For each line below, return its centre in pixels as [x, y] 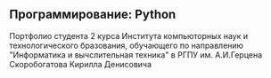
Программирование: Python [93, 15]
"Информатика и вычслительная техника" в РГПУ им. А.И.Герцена [136, 55]
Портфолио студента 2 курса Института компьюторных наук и [129, 35]
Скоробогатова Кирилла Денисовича [81, 64]
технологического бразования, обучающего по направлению [126, 45]
